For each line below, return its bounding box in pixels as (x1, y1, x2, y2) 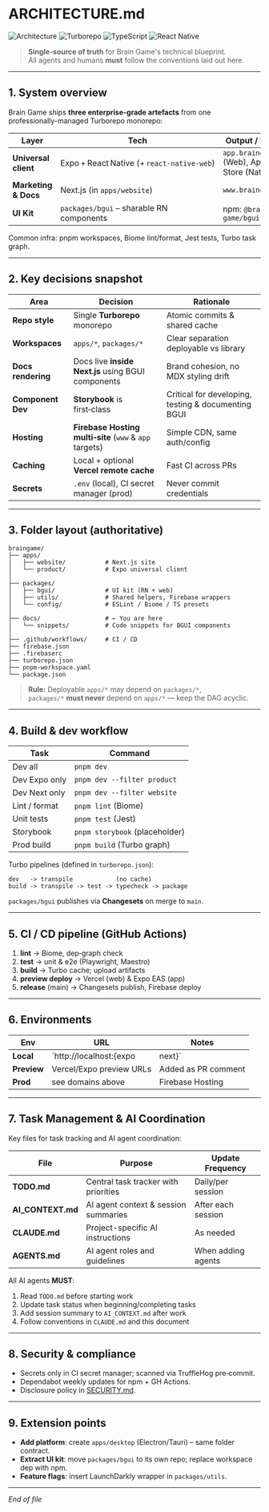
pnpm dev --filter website (74, 788, 178, 798)
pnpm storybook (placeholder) (74, 826, 186, 838)
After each (194, 1199, 235, 1210)
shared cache (167, 320, 219, 331)
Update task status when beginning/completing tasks (19, 1299, 196, 1309)
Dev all (12, 762, 38, 773)
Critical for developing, (167, 388, 252, 400)
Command (109, 748, 151, 759)
